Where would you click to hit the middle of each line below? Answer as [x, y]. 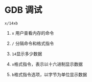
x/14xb [11, 23]
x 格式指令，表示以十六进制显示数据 [47, 64]
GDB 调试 [23, 10]
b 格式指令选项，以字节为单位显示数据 [49, 74]
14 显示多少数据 [27, 54]
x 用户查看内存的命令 [33, 33]
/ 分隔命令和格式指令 [33, 43]
